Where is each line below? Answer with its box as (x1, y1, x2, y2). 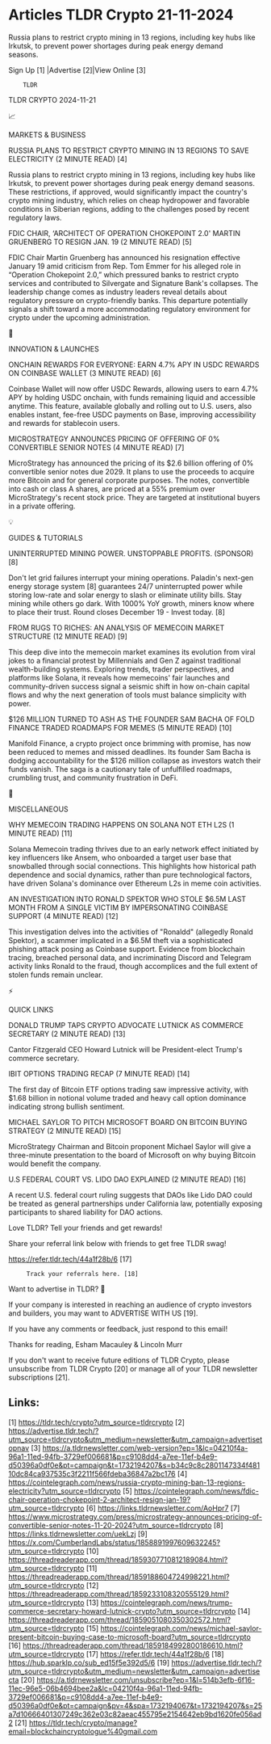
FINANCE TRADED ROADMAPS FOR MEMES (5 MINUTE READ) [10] (8, 722, 232, 732)
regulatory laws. (8, 213, 62, 222)
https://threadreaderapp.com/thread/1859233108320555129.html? (8, 1589, 230, 1599)
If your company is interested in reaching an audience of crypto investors (8, 1300, 252, 1309)
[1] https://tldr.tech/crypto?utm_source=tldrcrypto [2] (8, 1417, 186, 1427)
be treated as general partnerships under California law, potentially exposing (8, 1198, 263, 1208)
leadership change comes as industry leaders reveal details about (8, 287, 227, 297)
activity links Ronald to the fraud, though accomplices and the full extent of (8, 961, 258, 971)
